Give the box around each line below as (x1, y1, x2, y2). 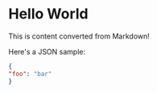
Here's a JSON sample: (8, 46, 86, 56)
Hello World (8, 5, 89, 23)
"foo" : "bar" (8, 70, 52, 78)
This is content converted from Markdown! (8, 31, 151, 41)
